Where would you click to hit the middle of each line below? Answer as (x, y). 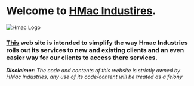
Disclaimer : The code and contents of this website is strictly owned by (93, 71)
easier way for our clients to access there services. (82, 58)
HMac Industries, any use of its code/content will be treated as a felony (95, 77)
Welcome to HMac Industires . (81, 11)
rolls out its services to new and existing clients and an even (95, 50)
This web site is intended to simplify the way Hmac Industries (97, 43)
